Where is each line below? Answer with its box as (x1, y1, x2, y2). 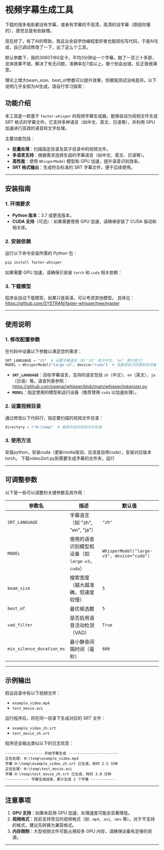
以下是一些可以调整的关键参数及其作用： (5, 490, 86, 495)
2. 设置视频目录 (5, 403, 41, 410)
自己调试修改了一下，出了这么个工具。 (13, 44, 91, 50)
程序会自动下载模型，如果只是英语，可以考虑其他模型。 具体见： (5, 294, 135, 301)
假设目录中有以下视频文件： (5, 690, 61, 696)
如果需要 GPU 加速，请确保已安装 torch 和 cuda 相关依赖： (5, 269, 123, 275)
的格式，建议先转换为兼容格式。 (12, 822, 77, 828)
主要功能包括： (5, 135, 35, 141)
